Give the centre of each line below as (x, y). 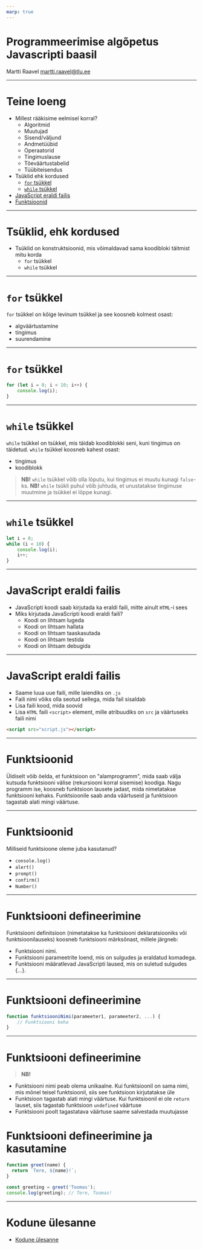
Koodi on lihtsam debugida (57, 646)
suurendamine (33, 339)
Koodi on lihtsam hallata (53, 627)
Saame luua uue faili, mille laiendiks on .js (68, 693)
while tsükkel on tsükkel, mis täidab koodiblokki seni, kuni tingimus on (93, 443)
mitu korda (28, 255)
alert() (24, 867)
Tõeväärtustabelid (47, 163)
